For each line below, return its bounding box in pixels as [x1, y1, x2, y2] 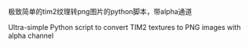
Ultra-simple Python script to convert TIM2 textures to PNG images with [8, 23, 241, 31]
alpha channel [8, 31, 54, 40]
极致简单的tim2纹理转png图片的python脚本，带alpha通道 [8, 7, 192, 16]
